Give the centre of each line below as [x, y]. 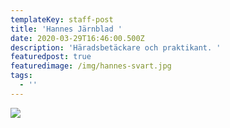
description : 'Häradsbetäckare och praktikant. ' [116, 47]
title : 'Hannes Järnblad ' [66, 29]
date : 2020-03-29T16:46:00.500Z [77, 38]
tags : [21, 76]
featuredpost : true [51, 57]
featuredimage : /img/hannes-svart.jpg [91, 66]
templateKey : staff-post [62, 19]
